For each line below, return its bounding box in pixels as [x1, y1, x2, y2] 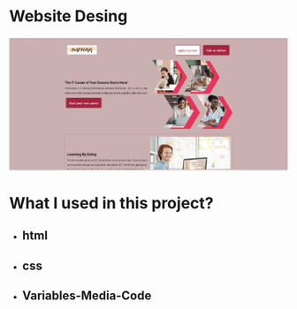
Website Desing [9, 6, 128, 26]
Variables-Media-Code [21, 289, 152, 304]
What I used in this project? [9, 192, 214, 213]
